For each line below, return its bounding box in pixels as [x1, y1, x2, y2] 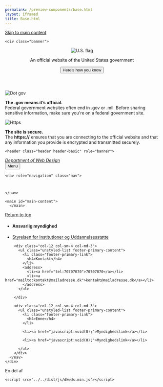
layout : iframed [5, 12, 38, 17]
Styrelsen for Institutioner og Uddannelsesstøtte [12, 234, 109, 240]
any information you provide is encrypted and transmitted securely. [5, 139, 140, 145]
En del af [5, 367, 23, 373]
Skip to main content [5, 30, 47, 36]
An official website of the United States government [30, 57, 134, 63]
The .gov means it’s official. [5, 100, 62, 106]
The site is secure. [5, 129, 43, 135]
